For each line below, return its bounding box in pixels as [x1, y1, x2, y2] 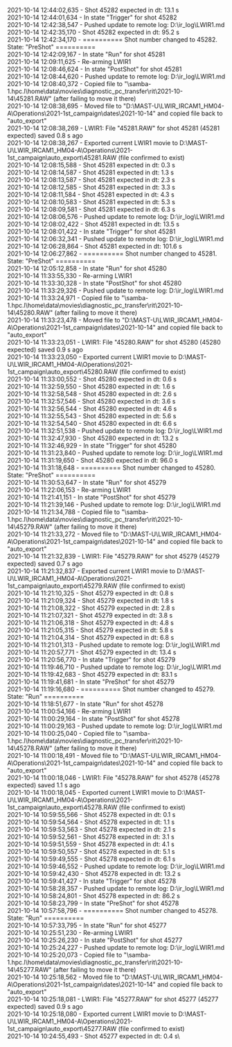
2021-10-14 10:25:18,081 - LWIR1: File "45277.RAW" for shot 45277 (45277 [7, 995, 219, 1003]
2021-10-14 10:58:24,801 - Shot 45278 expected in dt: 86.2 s [7, 892, 180, 900]
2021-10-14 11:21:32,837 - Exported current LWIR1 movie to [7, 567, 175, 575]
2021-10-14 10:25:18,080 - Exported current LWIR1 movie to [7, 1010, 177, 1018]
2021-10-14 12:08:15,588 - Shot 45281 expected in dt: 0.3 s [7, 161, 175, 169]
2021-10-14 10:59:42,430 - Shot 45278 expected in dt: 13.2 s [7, 870, 181, 877]
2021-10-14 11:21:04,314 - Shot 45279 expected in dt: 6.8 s [7, 634, 175, 641]
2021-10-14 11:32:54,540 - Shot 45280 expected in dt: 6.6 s [7, 420, 177, 427]
